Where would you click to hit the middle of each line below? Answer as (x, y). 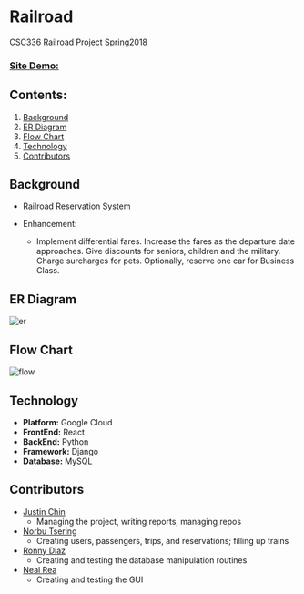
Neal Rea (40, 569)
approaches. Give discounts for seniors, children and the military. (158, 251)
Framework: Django (60, 451)
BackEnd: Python (56, 441)
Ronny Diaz (44, 550)
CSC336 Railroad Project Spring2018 (79, 42)
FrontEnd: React (53, 432)
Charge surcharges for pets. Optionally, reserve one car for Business (165, 261)
